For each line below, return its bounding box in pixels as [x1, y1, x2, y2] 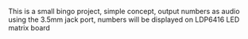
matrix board [8, 23, 50, 32]
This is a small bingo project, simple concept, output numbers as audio [8, 7, 240, 16]
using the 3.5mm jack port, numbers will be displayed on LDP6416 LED [8, 15, 240, 24]
